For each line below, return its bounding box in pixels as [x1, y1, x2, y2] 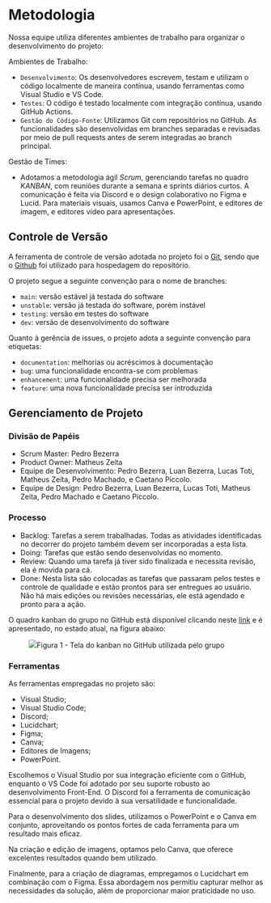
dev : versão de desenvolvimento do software [19, 317, 170, 327]
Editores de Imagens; [19, 746, 91, 756]
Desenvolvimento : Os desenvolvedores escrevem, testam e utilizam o [19, 72, 249, 82]
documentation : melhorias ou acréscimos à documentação [19, 357, 214, 367]
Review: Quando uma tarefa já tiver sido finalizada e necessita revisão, [19, 556, 256, 566]
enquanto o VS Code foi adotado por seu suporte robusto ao [8, 779, 210, 789]
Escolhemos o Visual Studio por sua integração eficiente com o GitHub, [8, 770, 247, 780]
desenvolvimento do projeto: [8, 40, 104, 50]
